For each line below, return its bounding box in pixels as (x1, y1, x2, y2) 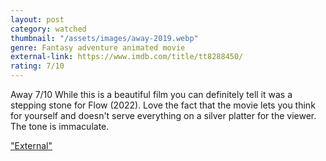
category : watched (10, 24, 87, 34)
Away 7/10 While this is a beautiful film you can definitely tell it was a (10, 89, 293, 100)
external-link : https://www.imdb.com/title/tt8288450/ (10, 52, 244, 62)
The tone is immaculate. (10, 121, 110, 132)
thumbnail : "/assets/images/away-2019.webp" (10, 33, 199, 43)
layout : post (10, 14, 65, 25)
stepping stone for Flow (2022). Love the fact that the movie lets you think (10, 99, 316, 111)
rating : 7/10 (10, 61, 65, 71)
